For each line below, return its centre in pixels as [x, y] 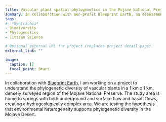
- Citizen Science [24, 38]
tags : [11, 19]
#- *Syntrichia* [22, 23]
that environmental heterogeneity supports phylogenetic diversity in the [78, 109]
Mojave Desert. [21, 115]
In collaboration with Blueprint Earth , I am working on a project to [71, 83]
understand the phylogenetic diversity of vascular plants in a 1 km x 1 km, [80, 88]
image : [12, 60]
